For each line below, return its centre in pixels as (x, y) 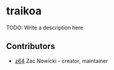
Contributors (31, 46)
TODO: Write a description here (45, 28)
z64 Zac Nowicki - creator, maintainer (61, 60)
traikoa (24, 11)
